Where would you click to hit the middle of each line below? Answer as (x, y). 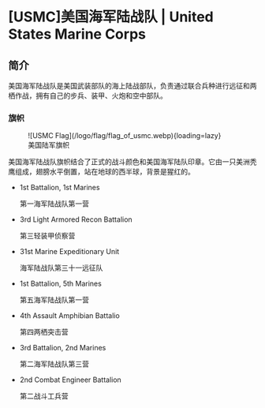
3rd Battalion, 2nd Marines (63, 348)
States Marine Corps (77, 34)
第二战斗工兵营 (44, 396)
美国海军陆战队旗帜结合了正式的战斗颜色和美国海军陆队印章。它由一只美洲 (129, 162)
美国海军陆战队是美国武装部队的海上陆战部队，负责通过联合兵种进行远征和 (129, 86)
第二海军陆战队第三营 (54, 364)
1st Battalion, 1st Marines (60, 188)
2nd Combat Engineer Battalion (71, 380)
